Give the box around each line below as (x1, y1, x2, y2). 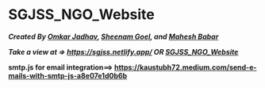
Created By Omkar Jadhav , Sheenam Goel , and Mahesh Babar (8, 32, 219, 41)
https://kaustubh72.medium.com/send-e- (113, 62, 257, 72)
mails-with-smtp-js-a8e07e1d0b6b (8, 71, 128, 80)
